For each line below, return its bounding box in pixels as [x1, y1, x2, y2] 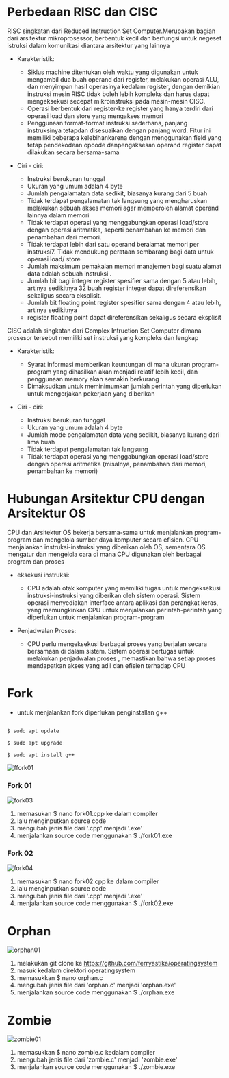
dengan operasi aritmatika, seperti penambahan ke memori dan [27, 226, 206, 234]
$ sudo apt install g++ [7, 752, 75, 758]
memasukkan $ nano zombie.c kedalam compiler [16, 1049, 156, 1057]
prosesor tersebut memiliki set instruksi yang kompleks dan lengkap [7, 333, 199, 342]
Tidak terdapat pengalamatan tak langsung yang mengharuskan [27, 196, 208, 204]
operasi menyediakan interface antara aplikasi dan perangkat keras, [27, 598, 219, 607]
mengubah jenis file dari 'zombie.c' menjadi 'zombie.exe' [16, 1055, 178, 1064]
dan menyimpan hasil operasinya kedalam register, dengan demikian [27, 82, 221, 91]
